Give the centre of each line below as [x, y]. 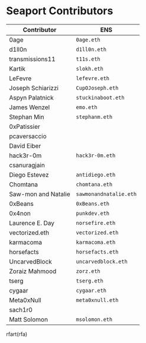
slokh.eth [90, 69]
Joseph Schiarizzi [34, 88]
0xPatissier [25, 126]
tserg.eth [90, 281]
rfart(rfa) [17, 334]
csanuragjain [27, 165]
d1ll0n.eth [91, 49]
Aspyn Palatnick [32, 97]
